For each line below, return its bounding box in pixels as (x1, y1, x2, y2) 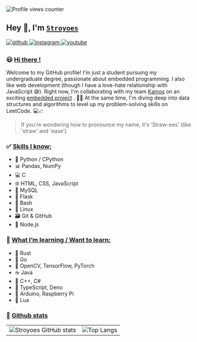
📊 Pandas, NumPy (14, 163, 61, 170)
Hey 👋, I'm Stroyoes (6, 23, 79, 33)
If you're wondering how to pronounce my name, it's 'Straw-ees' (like (20, 121, 192, 128)
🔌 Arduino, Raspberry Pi (14, 290, 74, 297)
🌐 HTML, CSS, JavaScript (14, 180, 79, 187)
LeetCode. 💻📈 (6, 107, 44, 114)
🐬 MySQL (14, 186, 39, 194)
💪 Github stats (6, 311, 48, 319)
